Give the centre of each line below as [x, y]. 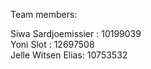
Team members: [44, 14]
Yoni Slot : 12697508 [52, 44]
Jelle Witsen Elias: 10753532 [69, 55]
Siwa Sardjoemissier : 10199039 [76, 33]
